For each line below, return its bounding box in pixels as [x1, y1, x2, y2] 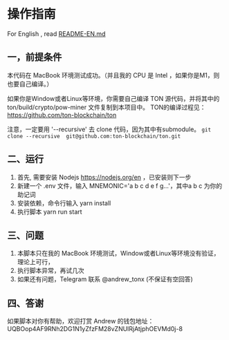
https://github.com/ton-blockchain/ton [7, 111, 117, 119]
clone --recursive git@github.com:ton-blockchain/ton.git [7, 133, 181, 140]
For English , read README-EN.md [7, 29, 106, 38]
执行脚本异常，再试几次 [17, 267, 84, 275]
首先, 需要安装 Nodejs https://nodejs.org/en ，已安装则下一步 [17, 173, 192, 181]
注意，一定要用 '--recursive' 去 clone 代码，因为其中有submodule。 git [7, 125, 212, 133]
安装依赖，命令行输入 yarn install [17, 198, 111, 207]
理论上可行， [17, 258, 54, 266]
